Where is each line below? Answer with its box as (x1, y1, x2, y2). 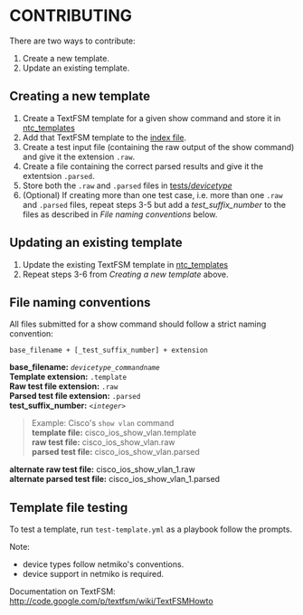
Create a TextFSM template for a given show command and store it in (22, 112, 281, 123)
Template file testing (9, 499, 128, 516)
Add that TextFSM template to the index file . (22, 132, 187, 143)
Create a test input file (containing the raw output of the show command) (22, 141, 295, 152)
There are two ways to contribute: (9, 35, 136, 46)
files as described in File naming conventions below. (22, 209, 218, 220)
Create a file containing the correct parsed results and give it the (22, 160, 264, 172)
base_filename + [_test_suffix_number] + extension (9, 345, 208, 355)
